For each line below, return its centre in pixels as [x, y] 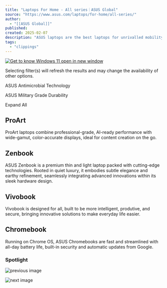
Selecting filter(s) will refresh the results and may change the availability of [82, 71]
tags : [11, 42]
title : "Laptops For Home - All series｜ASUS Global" [62, 10]
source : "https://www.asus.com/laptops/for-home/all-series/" [71, 14]
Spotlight [17, 260]
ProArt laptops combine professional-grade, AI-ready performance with [79, 132]
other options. [19, 76]
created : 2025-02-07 [27, 33]
